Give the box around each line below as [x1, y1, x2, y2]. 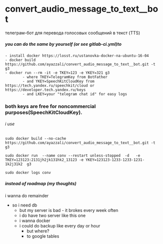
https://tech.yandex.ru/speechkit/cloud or [5, 83, 95, 88]
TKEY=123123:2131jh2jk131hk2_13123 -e [5, 157, 84, 163]
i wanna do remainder [5, 193, 49, 198]
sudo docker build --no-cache [5, 136, 67, 141]
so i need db [12, 202, 37, 208]
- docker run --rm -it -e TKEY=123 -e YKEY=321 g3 [5, 70, 110, 75]
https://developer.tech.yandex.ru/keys [5, 87, 86, 92]
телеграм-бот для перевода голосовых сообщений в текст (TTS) [5, 30, 140, 36]
